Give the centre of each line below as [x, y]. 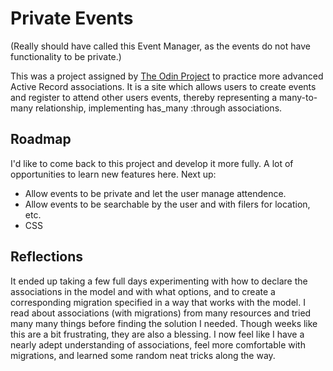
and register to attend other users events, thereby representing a [144, 97]
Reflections [47, 257]
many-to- [298, 97]
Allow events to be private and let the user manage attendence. [155, 193]
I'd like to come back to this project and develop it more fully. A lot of [152, 163]
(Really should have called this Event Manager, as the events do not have [160, 46]
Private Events [72, 18]
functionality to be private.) [66, 56]
